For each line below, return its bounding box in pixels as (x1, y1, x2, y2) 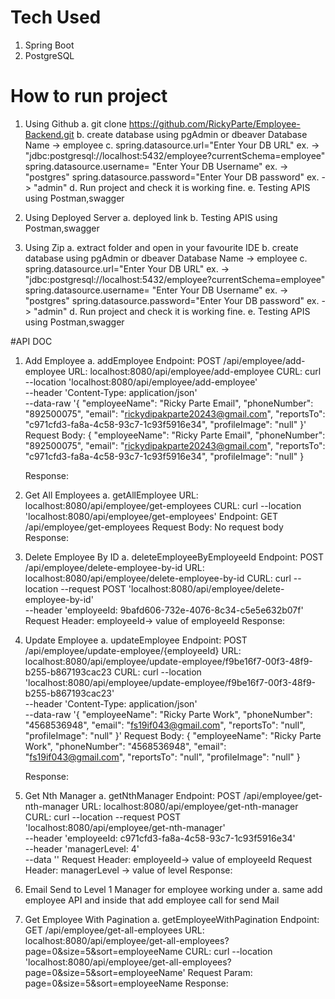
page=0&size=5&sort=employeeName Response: (24, 977, 229, 989)
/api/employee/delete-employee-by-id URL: (24, 561, 205, 573)
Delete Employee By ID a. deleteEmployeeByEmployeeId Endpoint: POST (24, 551, 325, 563)
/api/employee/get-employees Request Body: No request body (24, 521, 284, 533)
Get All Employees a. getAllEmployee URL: (24, 489, 199, 501)
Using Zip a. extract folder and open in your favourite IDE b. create (24, 241, 299, 253)
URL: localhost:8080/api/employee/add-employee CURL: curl (68, 365, 322, 377)
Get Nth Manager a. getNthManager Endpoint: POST (24, 789, 242, 801)
